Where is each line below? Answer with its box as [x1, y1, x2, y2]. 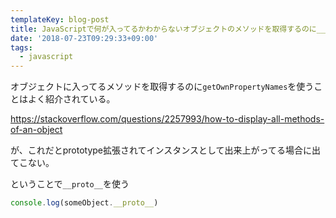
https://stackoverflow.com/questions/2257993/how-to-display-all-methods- [10, 113, 325, 125]
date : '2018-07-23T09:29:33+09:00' [10, 33, 159, 43]
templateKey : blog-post [10, 14, 110, 25]
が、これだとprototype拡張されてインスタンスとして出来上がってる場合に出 [10, 144, 321, 156]
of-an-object [10, 124, 63, 136]
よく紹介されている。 [27, 93, 116, 105]
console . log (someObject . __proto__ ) [10, 198, 159, 208]
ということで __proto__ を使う [10, 178, 130, 190]
